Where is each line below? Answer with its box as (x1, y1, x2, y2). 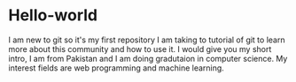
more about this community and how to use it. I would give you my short (8, 43, 272, 54)
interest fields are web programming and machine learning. (8, 63, 225, 73)
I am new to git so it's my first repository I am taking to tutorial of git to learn (8, 34, 285, 45)
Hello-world (8, 5, 98, 26)
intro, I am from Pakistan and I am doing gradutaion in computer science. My (8, 53, 288, 63)
